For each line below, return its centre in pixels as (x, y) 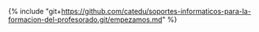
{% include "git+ (35, 11)
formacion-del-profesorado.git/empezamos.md (85, 20)
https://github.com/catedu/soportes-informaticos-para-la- (156, 11)
